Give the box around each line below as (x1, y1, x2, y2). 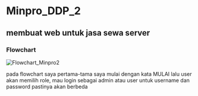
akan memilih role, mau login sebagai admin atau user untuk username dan (6, 76, 190, 84)
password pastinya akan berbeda (6, 83, 88, 90)
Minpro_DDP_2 (6, 4, 81, 18)
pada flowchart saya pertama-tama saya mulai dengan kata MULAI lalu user (6, 70, 192, 78)
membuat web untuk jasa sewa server (6, 28, 150, 38)
